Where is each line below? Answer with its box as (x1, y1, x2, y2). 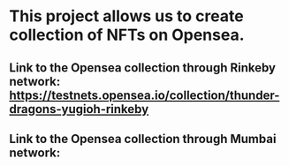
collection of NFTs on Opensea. (9, 25, 245, 45)
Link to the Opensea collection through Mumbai (9, 131, 277, 147)
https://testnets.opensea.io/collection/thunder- (9, 87, 280, 102)
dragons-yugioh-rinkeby (9, 102, 149, 117)
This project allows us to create (9, 6, 245, 26)
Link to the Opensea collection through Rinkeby (9, 60, 277, 75)
